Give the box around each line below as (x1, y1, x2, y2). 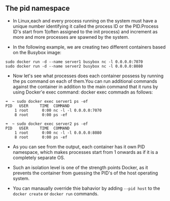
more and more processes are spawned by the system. (12, 34, 130, 40)
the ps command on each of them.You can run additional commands (12, 78, 157, 84)
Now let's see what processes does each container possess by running (12, 73, 164, 79)
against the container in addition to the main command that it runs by (12, 83, 158, 90)
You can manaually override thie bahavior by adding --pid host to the (12, 185, 160, 191)
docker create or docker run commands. (12, 190, 99, 196)
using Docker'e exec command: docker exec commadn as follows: (12, 89, 153, 95)
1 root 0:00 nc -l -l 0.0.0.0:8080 (14, 130, 102, 135)
